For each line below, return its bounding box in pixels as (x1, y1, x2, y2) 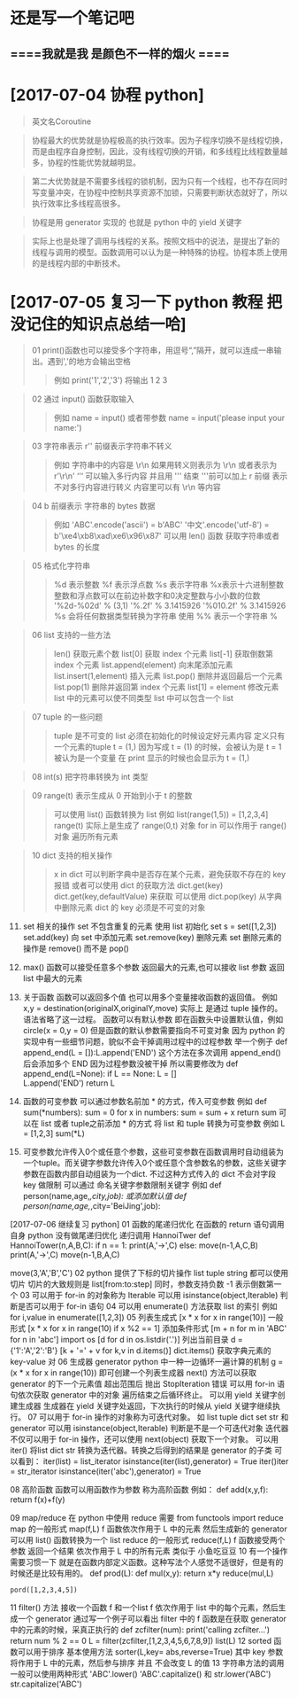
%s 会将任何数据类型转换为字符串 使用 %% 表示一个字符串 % (53, 611, 278, 621)
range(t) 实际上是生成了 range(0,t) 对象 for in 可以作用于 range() (53, 821, 287, 831)
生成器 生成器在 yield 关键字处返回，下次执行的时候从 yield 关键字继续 (17, 1401, 273, 1412)
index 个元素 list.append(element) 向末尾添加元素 (53, 659, 233, 670)
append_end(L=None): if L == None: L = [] (22, 1069, 178, 1079)
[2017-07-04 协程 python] (10, 85, 204, 105)
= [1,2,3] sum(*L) (22, 1128, 85, 1139)
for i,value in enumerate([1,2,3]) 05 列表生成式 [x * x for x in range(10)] (10, 1312, 266, 1323)
